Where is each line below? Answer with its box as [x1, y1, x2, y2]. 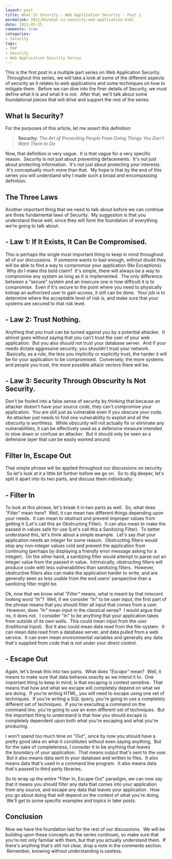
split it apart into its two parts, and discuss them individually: [5, 476, 133, 482]
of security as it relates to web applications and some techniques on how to [5, 80, 165, 86]
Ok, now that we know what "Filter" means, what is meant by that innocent [5, 591, 163, 597]
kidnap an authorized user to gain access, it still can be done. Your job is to [5, 289, 165, 295]
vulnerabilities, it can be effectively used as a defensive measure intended [5, 425, 162, 432]
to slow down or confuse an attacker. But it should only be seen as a [5, 431, 151, 437]
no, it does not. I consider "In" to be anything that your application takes [5, 612, 159, 619]
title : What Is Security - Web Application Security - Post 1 [5, 12, 141, 17]
